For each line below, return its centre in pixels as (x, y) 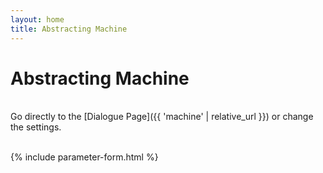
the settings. (36, 127)
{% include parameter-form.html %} (84, 157)
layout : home (37, 19)
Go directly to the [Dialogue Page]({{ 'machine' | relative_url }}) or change (162, 117)
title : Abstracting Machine (69, 29)
